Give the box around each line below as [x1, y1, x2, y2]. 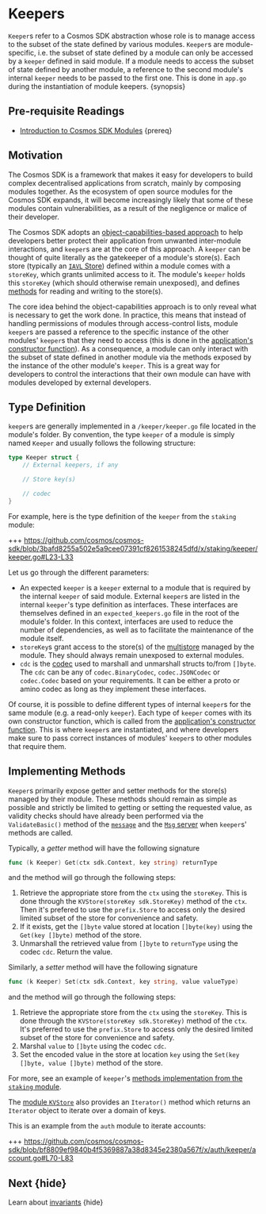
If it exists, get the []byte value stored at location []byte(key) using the [19, 922, 253, 932]
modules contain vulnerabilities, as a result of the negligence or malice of [8, 203, 248, 213]
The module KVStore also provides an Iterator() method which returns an [8, 1097, 251, 1107]
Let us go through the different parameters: [8, 567, 150, 577]
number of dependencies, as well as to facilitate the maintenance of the [19, 624, 254, 635]
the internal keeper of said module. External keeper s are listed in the [19, 591, 240, 601]
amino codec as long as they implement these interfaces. [19, 684, 207, 693]
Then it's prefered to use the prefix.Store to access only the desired [19, 905, 245, 915]
